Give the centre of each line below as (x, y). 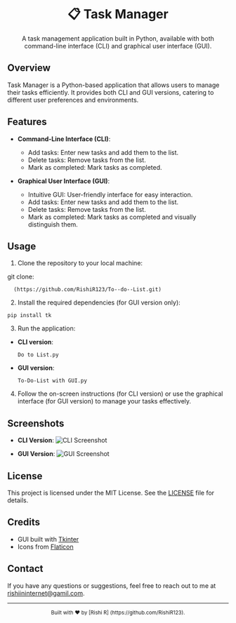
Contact (25, 569)
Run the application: (46, 328)
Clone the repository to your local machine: (80, 263)
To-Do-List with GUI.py (52, 381)
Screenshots (36, 423)
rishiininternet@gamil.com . (46, 593)
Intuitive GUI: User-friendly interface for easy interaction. (110, 194)
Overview (29, 68)
